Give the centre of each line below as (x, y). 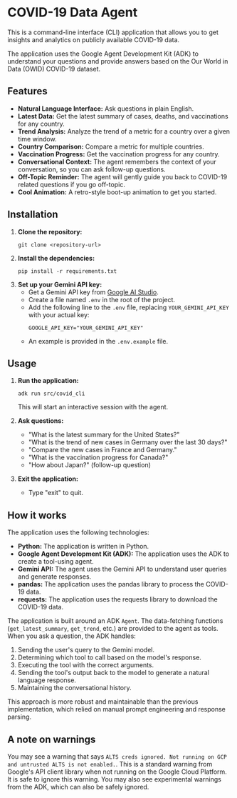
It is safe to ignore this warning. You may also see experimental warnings (115, 779)
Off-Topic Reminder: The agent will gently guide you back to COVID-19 (122, 176)
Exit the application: (48, 479)
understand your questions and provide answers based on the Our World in (118, 61)
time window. (37, 139)
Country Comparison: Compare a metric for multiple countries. (111, 146)
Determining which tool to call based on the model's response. (109, 657)
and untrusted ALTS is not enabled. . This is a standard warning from (110, 764)
